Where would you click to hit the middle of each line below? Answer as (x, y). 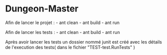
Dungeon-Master (42, 9)
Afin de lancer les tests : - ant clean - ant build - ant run (63, 32)
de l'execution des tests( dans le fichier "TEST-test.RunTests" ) (70, 47)
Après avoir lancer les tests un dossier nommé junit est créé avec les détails (83, 42)
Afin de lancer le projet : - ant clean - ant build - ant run (62, 22)
